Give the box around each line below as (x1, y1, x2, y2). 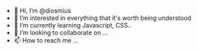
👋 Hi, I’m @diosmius (13, 7, 72, 14)
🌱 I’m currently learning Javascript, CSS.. (13, 21, 132, 29)
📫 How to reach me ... (13, 37, 79, 44)
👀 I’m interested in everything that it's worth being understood (13, 14, 192, 22)
